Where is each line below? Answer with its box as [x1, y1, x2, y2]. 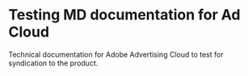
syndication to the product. [8, 58, 99, 68]
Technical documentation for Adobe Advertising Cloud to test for [8, 49, 224, 59]
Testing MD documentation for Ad [8, 6, 241, 24]
